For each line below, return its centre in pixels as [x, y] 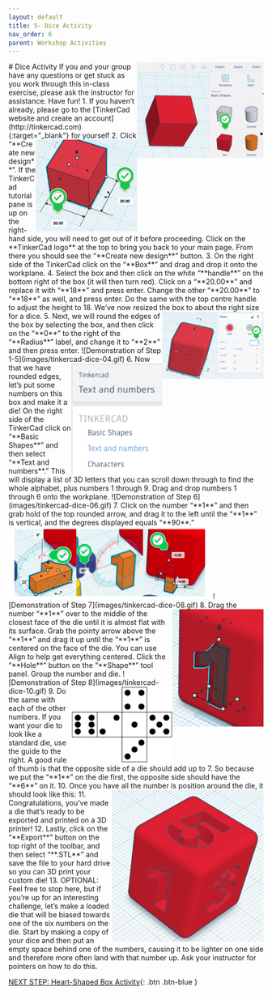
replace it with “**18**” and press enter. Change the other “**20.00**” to [134, 291]
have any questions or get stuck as [67, 75]
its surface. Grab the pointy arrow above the [82, 631]
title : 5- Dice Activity [50, 26]
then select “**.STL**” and [53, 854]
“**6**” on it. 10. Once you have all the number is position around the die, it [136, 785]
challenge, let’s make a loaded [59, 906]
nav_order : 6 [30, 34]
